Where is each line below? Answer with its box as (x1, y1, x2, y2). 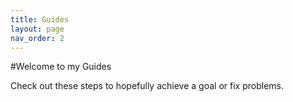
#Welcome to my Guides (10, 61, 112, 73)
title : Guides (10, 14, 70, 25)
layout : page (10, 24, 65, 34)
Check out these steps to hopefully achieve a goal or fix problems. (10, 80, 284, 92)
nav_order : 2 (10, 33, 65, 43)
